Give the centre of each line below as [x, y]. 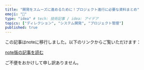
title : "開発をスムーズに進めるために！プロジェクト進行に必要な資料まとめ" [72, 9]
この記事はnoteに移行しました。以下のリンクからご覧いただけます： [73, 42]
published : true [21, 28]
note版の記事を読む [24, 52]
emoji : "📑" [16, 14]
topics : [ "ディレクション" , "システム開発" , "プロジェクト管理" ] [64, 23]
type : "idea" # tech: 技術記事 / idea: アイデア [52, 18]
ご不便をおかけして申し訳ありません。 [43, 63]
